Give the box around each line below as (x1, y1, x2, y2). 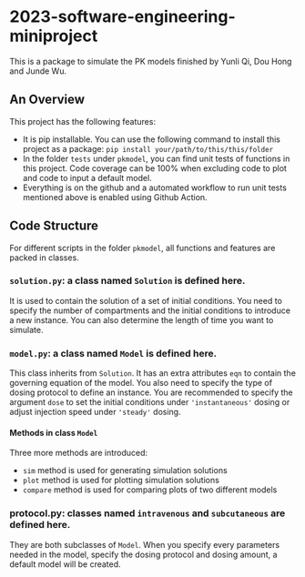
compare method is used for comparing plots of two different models (22, 484, 278, 495)
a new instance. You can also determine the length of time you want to (9, 314, 274, 325)
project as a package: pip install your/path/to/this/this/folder (22, 143, 274, 154)
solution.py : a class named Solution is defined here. (9, 275, 246, 288)
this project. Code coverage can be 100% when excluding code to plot (22, 162, 287, 174)
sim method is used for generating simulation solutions (22, 465, 228, 476)
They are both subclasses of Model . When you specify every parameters (9, 539, 280, 550)
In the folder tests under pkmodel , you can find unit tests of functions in (22, 153, 290, 164)
